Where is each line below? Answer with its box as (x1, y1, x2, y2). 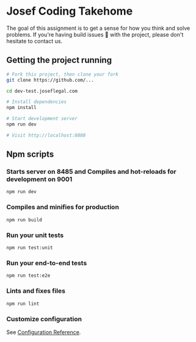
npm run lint (6, 301, 40, 307)
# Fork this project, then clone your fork (6, 71, 119, 77)
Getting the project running (6, 55, 112, 65)
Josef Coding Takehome (6, 4, 133, 18)
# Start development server (6, 116, 78, 122)
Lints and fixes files (6, 287, 66, 295)
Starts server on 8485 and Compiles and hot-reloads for (6, 168, 176, 176)
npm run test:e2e (6, 273, 51, 279)
